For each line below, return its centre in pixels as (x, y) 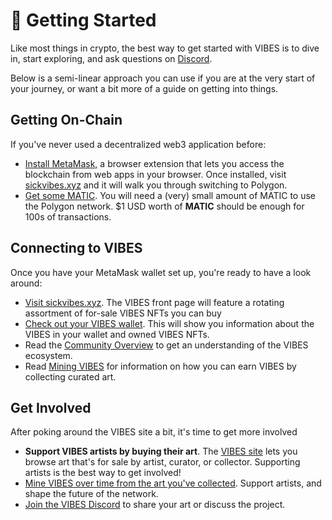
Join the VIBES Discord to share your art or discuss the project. (155, 505)
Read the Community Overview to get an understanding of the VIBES (166, 345)
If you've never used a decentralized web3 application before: (138, 144)
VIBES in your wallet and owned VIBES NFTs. (117, 334)
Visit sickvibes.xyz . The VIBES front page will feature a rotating (154, 302)
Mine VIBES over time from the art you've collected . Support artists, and (173, 483)
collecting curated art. (70, 376)
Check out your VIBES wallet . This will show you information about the (169, 323)
